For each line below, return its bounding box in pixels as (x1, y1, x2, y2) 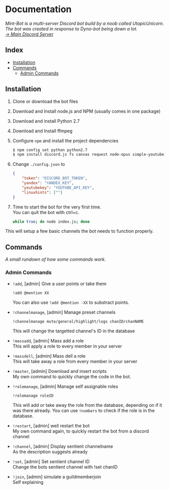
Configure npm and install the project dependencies (12, 137, 119, 144)
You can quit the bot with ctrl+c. (12, 209, 80, 215)
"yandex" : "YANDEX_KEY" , (22, 181, 74, 186)
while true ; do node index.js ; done (12, 219, 90, 224)
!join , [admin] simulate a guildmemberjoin (12, 473, 101, 480)
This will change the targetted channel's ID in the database (12, 328, 135, 334)
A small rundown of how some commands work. (5, 256, 106, 262)
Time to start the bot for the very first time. (12, 204, 102, 210)
